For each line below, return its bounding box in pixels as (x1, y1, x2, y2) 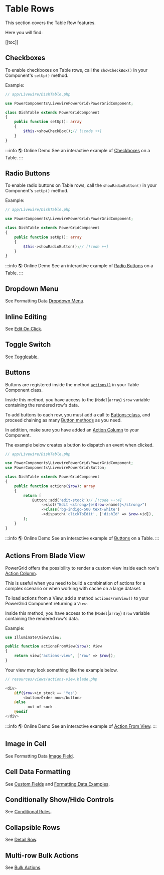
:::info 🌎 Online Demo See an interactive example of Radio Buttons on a (5, 263, 153, 269)
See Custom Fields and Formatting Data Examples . (5, 781, 110, 787)
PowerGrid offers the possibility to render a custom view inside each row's (5, 565, 159, 571)
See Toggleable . (5, 354, 39, 360)
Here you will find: (5, 29, 43, 35)
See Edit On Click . (5, 325, 43, 332)
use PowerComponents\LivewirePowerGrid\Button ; (5, 465, 107, 470)
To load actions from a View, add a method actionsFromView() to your (5, 595, 149, 601)
